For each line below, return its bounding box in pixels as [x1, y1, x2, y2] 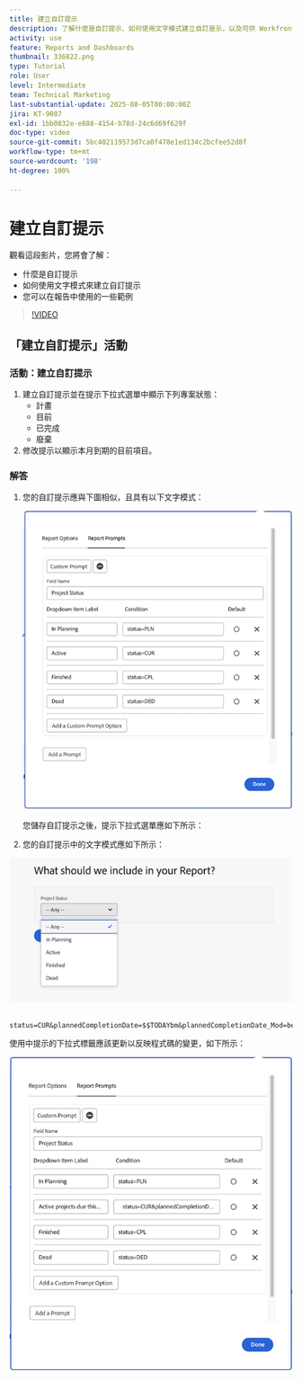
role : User [9, 72, 50, 81]
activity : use [9, 33, 63, 42]
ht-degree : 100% [9, 166, 70, 175]
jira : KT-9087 [9, 109, 63, 119]
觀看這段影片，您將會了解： [9, 250, 112, 261]
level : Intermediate [9, 81, 87, 90]
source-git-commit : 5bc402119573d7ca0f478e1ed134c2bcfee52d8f [9, 138, 247, 147]
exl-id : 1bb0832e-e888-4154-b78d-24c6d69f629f [9, 119, 187, 128]
